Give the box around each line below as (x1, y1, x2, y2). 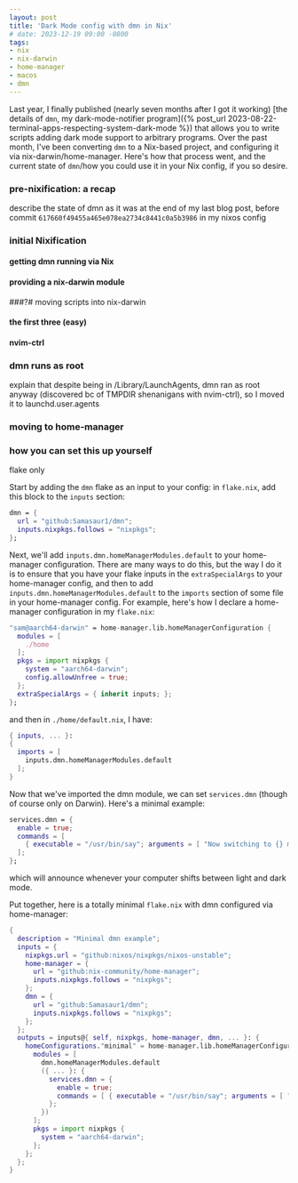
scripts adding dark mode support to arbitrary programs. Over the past (9, 132, 268, 142)
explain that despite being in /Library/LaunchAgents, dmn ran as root (9, 380, 261, 390)
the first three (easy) (9, 317, 87, 327)
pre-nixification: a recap (9, 182, 116, 195)
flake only (9, 464, 45, 476)
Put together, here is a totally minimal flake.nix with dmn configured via (9, 899, 273, 910)
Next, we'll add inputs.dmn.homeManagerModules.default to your (9, 549, 241, 560)
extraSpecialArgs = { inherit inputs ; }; (17, 689, 173, 698)
